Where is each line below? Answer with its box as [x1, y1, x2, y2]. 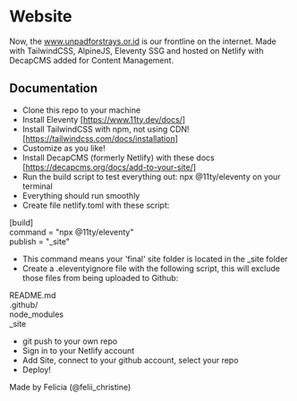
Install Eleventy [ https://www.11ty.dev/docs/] [21, 114, 186, 124]
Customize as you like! [21, 142, 106, 153]
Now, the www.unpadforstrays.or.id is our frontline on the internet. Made [9, 36, 277, 47]
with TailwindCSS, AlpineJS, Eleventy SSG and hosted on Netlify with [9, 45, 264, 55]
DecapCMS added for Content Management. [9, 55, 174, 65]
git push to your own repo [21, 336, 118, 346]
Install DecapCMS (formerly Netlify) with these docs [21, 152, 215, 163]
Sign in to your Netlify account [21, 345, 135, 355]
